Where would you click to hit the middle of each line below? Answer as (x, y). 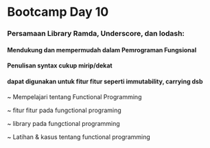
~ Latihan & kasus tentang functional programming (79, 137)
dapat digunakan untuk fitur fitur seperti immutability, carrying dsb (105, 81)
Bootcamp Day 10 (58, 12)
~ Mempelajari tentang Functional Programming (74, 96)
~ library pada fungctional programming (63, 123)
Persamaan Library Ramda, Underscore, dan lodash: (96, 34)
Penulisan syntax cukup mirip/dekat (60, 65)
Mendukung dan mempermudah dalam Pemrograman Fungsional (102, 50)
